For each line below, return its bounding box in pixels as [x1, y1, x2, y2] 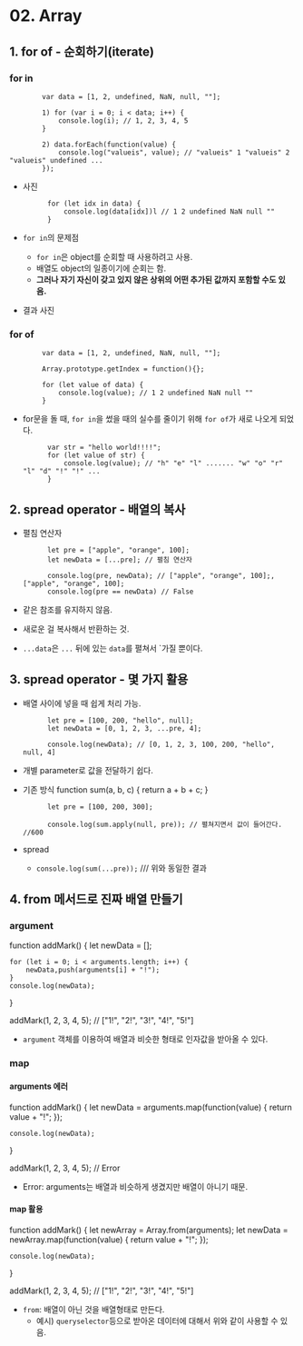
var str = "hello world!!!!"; [46, 443, 161, 453]
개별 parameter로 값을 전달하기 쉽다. [22, 764, 154, 775]
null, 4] [22, 747, 56, 757]
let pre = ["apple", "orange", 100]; [46, 545, 191, 554]
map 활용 [9, 1203, 44, 1214]
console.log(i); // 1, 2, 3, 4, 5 [57, 115, 189, 125]
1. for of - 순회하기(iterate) [9, 44, 154, 59]
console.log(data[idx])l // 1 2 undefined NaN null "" [63, 206, 275, 216]
